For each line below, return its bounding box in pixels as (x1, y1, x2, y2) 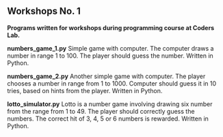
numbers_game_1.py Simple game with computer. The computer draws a (7, 44, 214, 52)
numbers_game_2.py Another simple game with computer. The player (7, 72, 206, 80)
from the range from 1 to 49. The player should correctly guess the (7, 107, 195, 115)
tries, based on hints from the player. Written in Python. (7, 86, 163, 95)
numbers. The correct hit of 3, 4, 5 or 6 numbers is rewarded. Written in (7, 114, 209, 123)
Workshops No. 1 (7, 5, 81, 17)
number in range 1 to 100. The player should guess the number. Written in (7, 51, 213, 60)
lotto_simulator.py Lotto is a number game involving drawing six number (7, 99, 213, 108)
